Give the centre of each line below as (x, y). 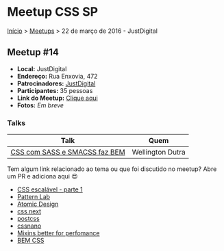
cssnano (29, 226)
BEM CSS (30, 241)
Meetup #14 (33, 52)
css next (29, 211)
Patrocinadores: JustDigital (56, 83)
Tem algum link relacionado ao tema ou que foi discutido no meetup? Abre (112, 169)
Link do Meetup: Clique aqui (57, 98)
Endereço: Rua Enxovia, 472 (57, 76)
